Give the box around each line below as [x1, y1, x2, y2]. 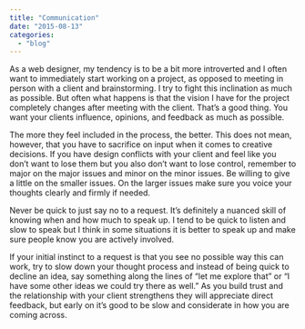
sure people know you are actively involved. [9, 234, 175, 245]
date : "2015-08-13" [9, 22, 84, 31]
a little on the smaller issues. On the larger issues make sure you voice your [9, 178, 293, 189]
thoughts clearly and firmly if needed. [9, 187, 151, 198]
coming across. [9, 310, 67, 321]
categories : [9, 30, 55, 39]
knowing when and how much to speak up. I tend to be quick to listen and [9, 214, 287, 225]
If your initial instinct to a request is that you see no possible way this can [9, 252, 284, 263]
